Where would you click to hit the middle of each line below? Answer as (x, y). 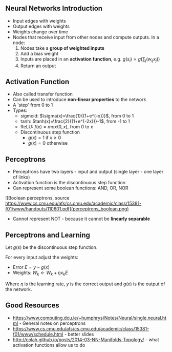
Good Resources (33, 306)
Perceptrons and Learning (48, 235)
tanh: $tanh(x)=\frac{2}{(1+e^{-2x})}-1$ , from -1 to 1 (75, 121)
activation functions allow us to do (49, 345)
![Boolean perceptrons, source (38, 198)
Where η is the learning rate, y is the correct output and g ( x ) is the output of (85, 284)
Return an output (38, 66)
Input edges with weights (39, 21)
